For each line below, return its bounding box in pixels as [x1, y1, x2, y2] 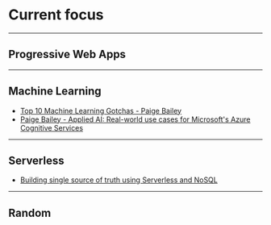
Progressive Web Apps [8, 48, 127, 61]
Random [8, 206, 52, 219]
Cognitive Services [19, 123, 83, 132]
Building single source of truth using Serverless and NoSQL [19, 175, 218, 185]
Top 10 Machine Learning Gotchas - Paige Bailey [19, 106, 182, 115]
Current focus [8, 6, 104, 24]
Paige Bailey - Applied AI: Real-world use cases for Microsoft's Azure [19, 115, 251, 124]
